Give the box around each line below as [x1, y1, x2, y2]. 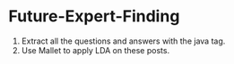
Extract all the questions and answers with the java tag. [21, 36, 226, 46]
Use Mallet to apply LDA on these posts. [21, 44, 170, 55]
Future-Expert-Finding [8, 6, 180, 27]
